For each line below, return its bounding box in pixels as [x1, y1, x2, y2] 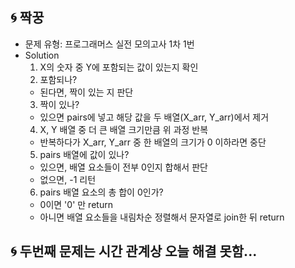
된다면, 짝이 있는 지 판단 [39, 86, 134, 98]
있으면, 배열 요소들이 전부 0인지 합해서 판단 [39, 161, 208, 173]
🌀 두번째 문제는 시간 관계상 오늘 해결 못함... [10, 243, 258, 260]
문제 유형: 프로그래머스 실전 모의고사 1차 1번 [24, 38, 195, 50]
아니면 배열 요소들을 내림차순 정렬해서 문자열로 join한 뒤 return [39, 211, 285, 223]
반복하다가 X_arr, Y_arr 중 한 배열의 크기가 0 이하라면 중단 [39, 136, 267, 148]
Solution [24, 49, 60, 61]
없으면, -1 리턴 [39, 173, 97, 185]
